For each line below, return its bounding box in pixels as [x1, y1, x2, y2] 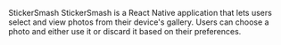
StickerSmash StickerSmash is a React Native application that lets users [8, 8, 273, 18]
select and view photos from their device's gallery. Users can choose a [8, 17, 269, 27]
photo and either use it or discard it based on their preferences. [8, 26, 242, 36]
